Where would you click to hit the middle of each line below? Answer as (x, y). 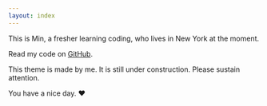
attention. (24, 77)
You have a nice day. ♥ (47, 93)
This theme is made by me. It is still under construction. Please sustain (124, 69)
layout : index (32, 16)
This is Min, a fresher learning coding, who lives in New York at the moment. (134, 38)
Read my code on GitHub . (51, 53)
